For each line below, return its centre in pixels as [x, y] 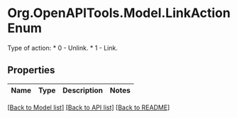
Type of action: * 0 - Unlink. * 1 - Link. [63, 48]
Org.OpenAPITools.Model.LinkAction [119, 13]
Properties [31, 70]
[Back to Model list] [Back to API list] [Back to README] [89, 107]
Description [83, 90]
